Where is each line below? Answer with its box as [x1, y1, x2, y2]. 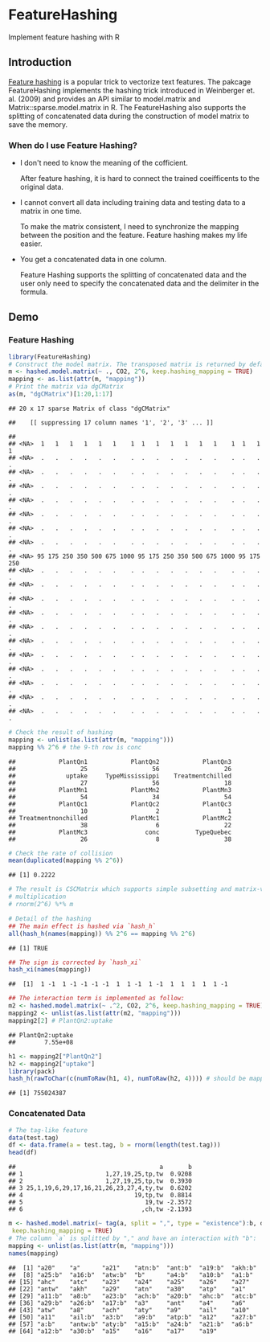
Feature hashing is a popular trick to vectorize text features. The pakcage [8, 76, 252, 86]
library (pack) [8, 1067, 56, 1075]
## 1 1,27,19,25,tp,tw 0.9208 [8, 1170, 193, 1179]
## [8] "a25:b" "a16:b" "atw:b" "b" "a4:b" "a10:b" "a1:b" [8, 1270, 253, 1279]
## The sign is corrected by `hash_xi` [8, 958, 142, 966]
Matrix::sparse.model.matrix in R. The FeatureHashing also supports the [8, 102, 247, 112]
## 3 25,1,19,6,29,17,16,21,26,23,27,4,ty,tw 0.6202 [8, 1184, 193, 1192]
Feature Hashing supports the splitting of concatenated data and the [19, 270, 247, 280]
